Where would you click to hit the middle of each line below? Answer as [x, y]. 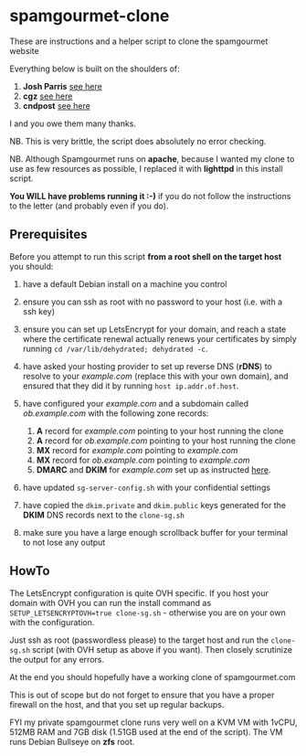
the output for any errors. [57, 659]
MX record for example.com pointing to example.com [137, 450]
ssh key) [39, 311]
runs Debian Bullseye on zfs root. [72, 741]
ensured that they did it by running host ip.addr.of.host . [131, 386]
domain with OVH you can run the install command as [111, 602]
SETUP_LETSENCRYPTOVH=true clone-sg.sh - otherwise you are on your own [148, 612]
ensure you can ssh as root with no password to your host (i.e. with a [153, 302]
